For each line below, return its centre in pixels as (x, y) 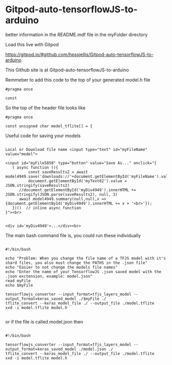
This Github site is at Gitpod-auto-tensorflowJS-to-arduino (67, 70)
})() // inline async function (47, 208)
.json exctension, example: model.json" (49, 276)
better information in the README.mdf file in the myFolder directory (77, 34)
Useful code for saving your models (43, 136)
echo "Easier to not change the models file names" (61, 267)
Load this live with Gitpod (32, 44)
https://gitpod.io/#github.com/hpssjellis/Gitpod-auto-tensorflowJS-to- (79, 54)
